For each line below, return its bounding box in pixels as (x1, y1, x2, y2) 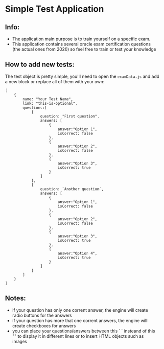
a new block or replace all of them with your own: (5, 78, 105, 84)
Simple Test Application (5, 3, 104, 15)
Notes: (5, 294, 26, 302)
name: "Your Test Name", (23, 96, 73, 101)
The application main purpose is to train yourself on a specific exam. (12, 36, 151, 42)
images (12, 338, 27, 344)
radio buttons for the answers (12, 312, 72, 318)
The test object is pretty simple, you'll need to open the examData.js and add (5, 73, 160, 79)
